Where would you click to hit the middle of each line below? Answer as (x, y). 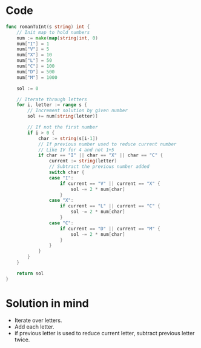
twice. (22, 340)
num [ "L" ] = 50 (34, 61)
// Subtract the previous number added (99, 167)
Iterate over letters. (38, 320)
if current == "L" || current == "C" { (110, 206)
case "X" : (61, 201)
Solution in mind (47, 303)
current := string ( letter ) (83, 161)
